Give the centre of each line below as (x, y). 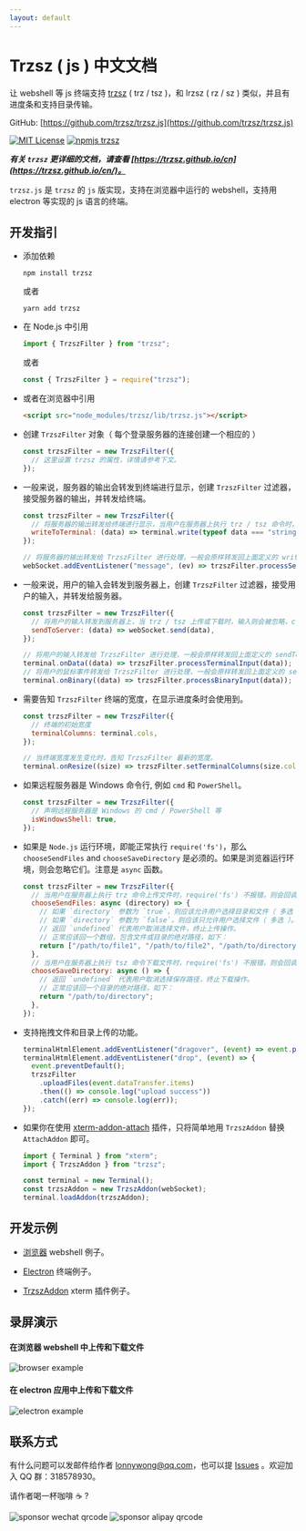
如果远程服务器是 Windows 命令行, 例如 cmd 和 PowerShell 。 (134, 786)
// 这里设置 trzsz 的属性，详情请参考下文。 (106, 460)
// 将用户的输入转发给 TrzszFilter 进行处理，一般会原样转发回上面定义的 (147, 655)
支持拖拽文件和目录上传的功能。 (82, 1032)
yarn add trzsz (51, 309)
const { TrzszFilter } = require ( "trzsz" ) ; (107, 380)
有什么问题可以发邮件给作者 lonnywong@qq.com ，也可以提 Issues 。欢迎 (147, 1465)
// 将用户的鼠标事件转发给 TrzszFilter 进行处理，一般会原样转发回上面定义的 (153, 672)
